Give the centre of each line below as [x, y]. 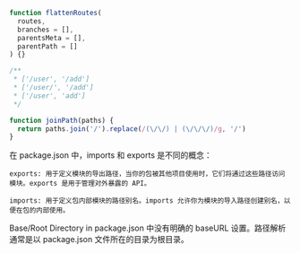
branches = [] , [46, 30]
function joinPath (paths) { [62, 120]
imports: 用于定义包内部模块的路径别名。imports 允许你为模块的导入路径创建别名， [147, 201]
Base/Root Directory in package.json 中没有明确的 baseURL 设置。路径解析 [148, 228]
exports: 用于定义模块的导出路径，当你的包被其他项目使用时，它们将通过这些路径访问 [147, 174]
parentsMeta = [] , [52, 38]
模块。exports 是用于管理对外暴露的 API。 [80, 184]
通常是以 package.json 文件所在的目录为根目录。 [99, 240]
